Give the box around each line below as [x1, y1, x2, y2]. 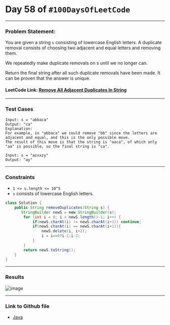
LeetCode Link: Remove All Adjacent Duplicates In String [5, 87, 127, 93]
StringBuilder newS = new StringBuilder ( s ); [21, 209, 116, 215]
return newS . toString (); [23, 247, 76, 252]
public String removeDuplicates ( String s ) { [14, 205, 110, 210]
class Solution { [5, 200, 42, 206]
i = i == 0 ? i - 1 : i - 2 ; [41, 233, 80, 239]
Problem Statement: [5, 28, 56, 35]
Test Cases [5, 105, 34, 113]
